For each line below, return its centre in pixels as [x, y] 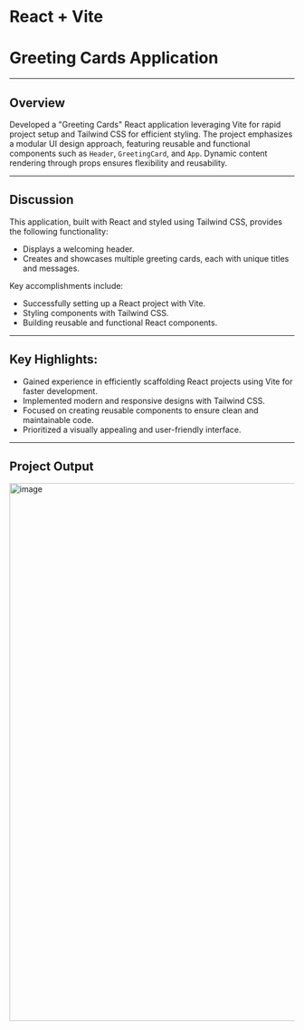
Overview [38, 103]
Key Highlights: [53, 360]
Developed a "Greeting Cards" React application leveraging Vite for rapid [145, 124]
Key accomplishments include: [66, 285]
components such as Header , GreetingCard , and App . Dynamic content [138, 153]
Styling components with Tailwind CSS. [95, 313]
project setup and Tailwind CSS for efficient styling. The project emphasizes [151, 134]
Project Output [52, 466]
